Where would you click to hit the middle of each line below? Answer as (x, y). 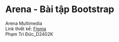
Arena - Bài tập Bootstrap (60, 9)
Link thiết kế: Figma (26, 28)
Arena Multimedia (24, 23)
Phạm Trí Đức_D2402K (29, 34)
